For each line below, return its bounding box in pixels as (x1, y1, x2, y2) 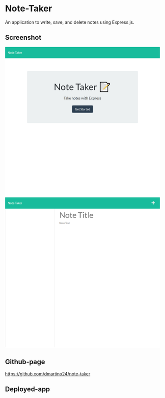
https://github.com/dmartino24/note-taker (5, 370, 91, 376)
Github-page (5, 358, 45, 366)
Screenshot (5, 33, 42, 42)
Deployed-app (5, 385, 50, 393)
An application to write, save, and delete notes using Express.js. (5, 19, 134, 25)
